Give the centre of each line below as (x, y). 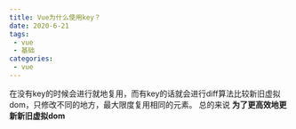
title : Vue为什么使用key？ (55, 17)
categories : (31, 59)
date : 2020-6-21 (39, 26)
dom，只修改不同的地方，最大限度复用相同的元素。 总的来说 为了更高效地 (144, 104)
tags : (19, 34)
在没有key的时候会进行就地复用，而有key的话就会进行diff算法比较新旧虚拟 (145, 93)
